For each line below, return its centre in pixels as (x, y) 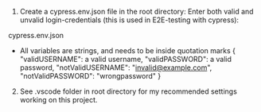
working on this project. (58, 100)
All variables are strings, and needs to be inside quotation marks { (128, 50)
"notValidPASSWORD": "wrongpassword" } (90, 76)
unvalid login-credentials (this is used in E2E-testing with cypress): (129, 20)
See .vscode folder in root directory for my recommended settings (128, 91)
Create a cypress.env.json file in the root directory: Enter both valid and (136, 12)
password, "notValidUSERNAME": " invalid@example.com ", (116, 68)
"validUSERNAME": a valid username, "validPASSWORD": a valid (126, 59)
